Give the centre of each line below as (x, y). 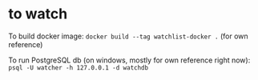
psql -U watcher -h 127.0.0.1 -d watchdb (79, 68)
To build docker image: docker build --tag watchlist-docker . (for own (128, 36)
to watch (38, 14)
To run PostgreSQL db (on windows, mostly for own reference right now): (129, 60)
